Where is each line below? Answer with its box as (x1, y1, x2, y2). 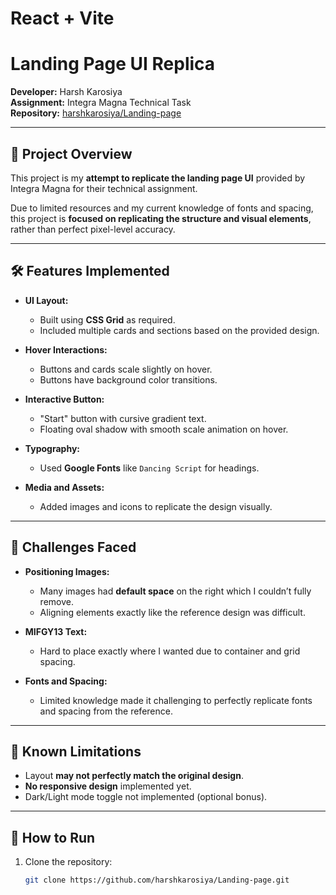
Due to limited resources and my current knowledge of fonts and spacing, (10, 202, 314, 214)
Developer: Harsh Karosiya (10, 86, 123, 98)
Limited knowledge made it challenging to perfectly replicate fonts (39, 694, 313, 706)
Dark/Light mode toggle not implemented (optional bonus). (24, 791, 268, 803)
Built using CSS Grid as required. (39, 313, 176, 326)
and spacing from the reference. (39, 705, 173, 717)
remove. (39, 595, 74, 607)
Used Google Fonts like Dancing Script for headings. (39, 462, 260, 474)
